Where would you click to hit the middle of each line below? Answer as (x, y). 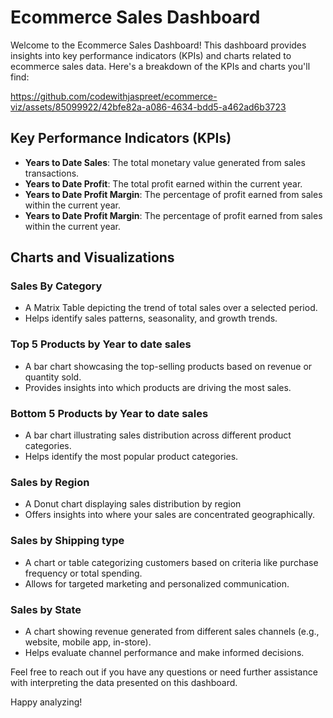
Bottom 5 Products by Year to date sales (109, 413)
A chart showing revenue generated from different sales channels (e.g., (172, 631)
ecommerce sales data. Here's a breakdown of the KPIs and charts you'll (160, 66)
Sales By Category (56, 286)
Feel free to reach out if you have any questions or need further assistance (164, 672)
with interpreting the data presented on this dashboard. (124, 682)
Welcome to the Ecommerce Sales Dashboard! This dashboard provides (158, 45)
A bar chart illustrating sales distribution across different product (158, 435)
